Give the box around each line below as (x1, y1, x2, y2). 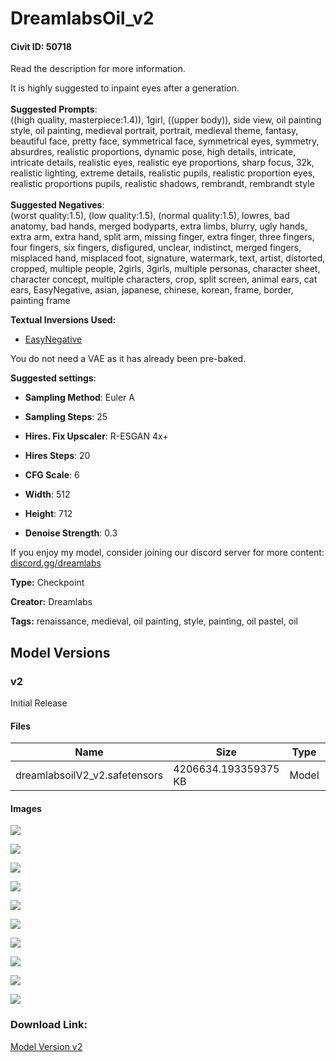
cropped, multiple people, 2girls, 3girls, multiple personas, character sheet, (10, 263, 321, 275)
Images (10, 802, 42, 814)
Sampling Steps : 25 (24, 411, 108, 423)
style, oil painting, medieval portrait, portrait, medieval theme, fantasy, (10, 125, 299, 137)
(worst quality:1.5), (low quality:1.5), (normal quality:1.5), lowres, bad (10, 210, 290, 222)
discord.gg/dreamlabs (10, 557, 102, 569)
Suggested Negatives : (10, 199, 105, 211)
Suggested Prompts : (10, 103, 98, 116)
